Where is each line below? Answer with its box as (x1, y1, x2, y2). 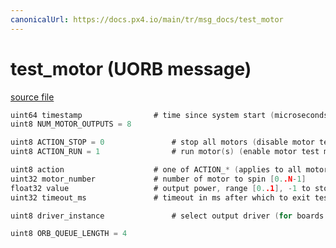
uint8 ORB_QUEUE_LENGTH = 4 (10, 229, 128, 239)
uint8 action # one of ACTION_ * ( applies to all (10, 165, 302, 175)
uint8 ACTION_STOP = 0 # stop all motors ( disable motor (10, 137, 315, 148)
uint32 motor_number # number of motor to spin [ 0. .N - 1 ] (10, 174, 307, 184)
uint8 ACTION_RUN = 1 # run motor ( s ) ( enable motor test (10, 147, 320, 157)
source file (10, 91, 55, 103)
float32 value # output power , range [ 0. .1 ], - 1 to (10, 183, 311, 193)
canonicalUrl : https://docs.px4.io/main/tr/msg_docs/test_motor (10, 14, 284, 25)
